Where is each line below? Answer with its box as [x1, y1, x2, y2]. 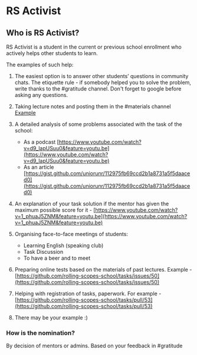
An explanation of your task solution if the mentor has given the [14, 200, 169, 207]
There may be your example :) [14, 314, 88, 321]
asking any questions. [14, 92, 68, 98]
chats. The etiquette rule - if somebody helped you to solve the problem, [14, 79, 192, 86]
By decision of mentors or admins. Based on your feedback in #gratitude [6, 342, 183, 350]
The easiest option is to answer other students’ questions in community [14, 73, 189, 79]
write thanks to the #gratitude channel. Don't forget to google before [14, 85, 182, 92]
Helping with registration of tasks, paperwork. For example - [14, 290, 162, 297]
